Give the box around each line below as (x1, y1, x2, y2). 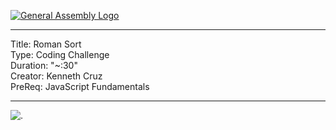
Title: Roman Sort (10, 38, 82, 50)
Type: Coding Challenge (10, 49, 110, 60)
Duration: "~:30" (10, 60, 78, 71)
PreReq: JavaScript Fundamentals (10, 81, 150, 92)
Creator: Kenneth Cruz (10, 70, 103, 82)
